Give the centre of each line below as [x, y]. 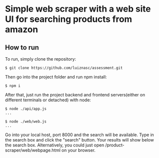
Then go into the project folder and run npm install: [56, 77]
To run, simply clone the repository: [41, 59]
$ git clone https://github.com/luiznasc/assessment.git [64, 68]
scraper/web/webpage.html [33, 150]
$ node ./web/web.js [26, 122]
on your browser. [79, 150]
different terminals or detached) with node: [48, 100]
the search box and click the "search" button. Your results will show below [79, 140]
